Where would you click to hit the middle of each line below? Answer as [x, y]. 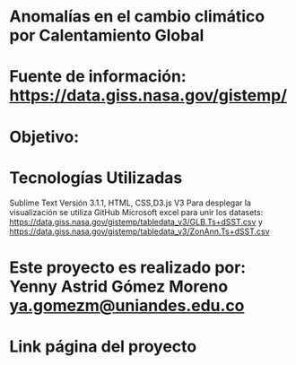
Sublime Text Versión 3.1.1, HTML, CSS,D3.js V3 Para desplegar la [130, 203]
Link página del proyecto [103, 346]
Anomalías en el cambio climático [137, 17]
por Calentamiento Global [107, 35]
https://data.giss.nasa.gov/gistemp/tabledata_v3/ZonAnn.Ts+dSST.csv [140, 231]
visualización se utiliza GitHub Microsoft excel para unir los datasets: [136, 212]
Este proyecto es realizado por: [128, 267]
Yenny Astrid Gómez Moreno [119, 287]
